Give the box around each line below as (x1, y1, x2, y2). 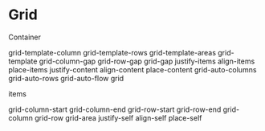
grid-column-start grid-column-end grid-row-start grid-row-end (8, 104, 222, 114)
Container (8, 32, 42, 42)
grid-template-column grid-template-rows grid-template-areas (8, 47, 217, 57)
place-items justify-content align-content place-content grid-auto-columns (8, 64, 257, 74)
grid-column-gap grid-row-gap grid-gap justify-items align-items (39, 56, 255, 66)
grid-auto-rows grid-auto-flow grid (8, 73, 124, 83)
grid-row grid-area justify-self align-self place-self (35, 113, 202, 122)
